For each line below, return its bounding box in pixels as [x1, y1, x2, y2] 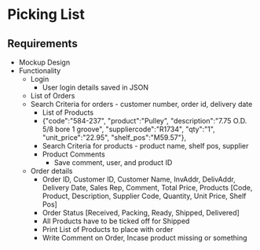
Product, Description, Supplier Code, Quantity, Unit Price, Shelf [42, 191, 247, 200]
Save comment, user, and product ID [53, 158, 173, 167]
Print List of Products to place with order [42, 225, 174, 233]
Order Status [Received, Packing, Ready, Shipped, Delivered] [42, 208, 240, 217]
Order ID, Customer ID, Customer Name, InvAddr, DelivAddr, [42, 175, 236, 184]
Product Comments [42, 149, 105, 159]
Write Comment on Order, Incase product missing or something [42, 233, 248, 242]
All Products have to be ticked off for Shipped [42, 216, 190, 226]
